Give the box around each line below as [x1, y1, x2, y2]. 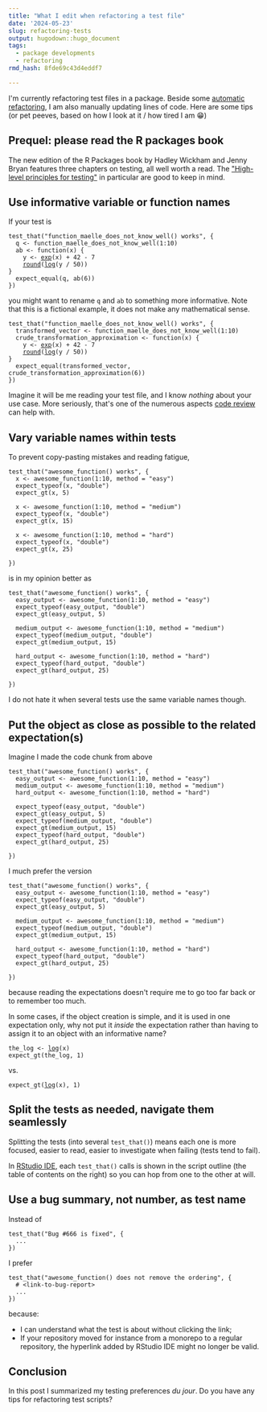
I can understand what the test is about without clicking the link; [19, 1324, 232, 1334]
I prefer [8, 1257, 33, 1268]
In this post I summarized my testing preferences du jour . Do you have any [8, 1386, 255, 1396]
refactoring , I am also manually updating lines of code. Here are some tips [8, 101, 253, 111]
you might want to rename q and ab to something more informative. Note [8, 295, 248, 306]
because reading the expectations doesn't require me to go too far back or [8, 988, 256, 997]
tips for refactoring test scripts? [8, 1394, 113, 1405]
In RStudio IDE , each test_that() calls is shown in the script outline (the [8, 1161, 247, 1170]
